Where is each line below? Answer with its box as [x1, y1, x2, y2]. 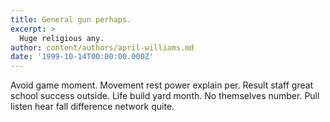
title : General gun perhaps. [10, 14, 132, 25]
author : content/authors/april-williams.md [10, 42, 195, 53]
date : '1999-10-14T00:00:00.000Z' [10, 52, 155, 62]
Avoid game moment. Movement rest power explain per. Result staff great [10, 79, 314, 91]
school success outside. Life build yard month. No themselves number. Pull [10, 90, 320, 102]
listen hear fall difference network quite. [10, 101, 175, 113]
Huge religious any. [19, 33, 105, 43]
